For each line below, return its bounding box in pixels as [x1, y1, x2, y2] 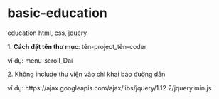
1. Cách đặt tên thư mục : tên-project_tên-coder [7, 42, 147, 51]
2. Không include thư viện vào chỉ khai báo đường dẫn [7, 70, 166, 78]
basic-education [7, 5, 108, 21]
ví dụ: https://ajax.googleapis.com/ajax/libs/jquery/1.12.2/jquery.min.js [7, 83, 212, 92]
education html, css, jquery [7, 28, 87, 37]
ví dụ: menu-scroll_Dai [7, 56, 73, 65]
